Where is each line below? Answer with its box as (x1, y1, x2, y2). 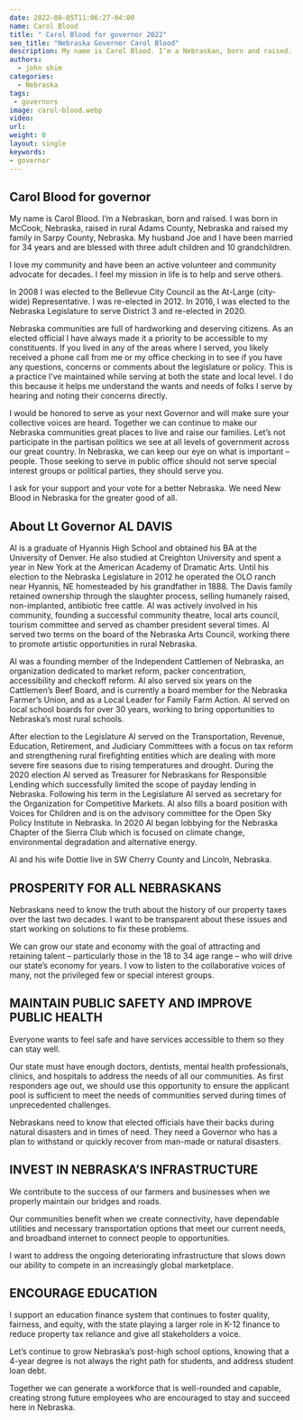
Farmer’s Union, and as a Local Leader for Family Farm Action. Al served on (9, 694, 290, 705)
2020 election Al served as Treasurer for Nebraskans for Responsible (9, 769, 268, 781)
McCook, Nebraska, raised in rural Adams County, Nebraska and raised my (9, 223, 289, 234)
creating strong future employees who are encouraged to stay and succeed (9, 1392, 290, 1404)
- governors (13, 97, 59, 107)
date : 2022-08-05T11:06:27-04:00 (9, 13, 135, 23)
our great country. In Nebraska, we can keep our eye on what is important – (9, 446, 290, 457)
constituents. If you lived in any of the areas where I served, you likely (9, 342, 269, 353)
